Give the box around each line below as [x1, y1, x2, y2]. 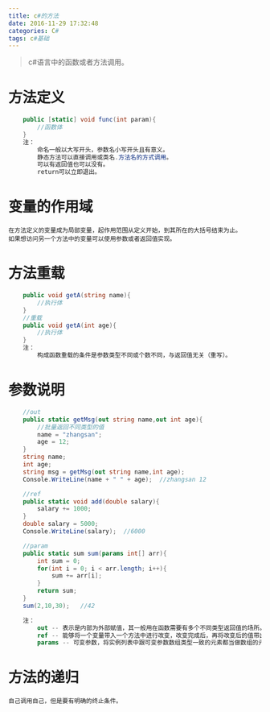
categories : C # [8, 27, 59, 35]
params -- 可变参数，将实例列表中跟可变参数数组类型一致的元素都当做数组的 [37, 639, 259, 647]
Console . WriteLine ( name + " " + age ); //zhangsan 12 [22, 475, 207, 483]
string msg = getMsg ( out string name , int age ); [22, 468, 185, 476]
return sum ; [37, 587, 78, 595]
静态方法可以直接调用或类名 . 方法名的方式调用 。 [37, 153, 173, 161]
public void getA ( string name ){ [22, 292, 131, 300]
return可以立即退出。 [37, 168, 101, 176]
